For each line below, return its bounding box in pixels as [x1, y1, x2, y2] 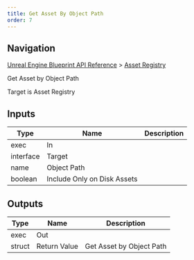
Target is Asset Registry [7, 88, 76, 96]
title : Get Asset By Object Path [7, 10, 104, 17]
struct [10, 241, 30, 251]
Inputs [7, 108, 36, 120]
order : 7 [7, 17, 33, 24]
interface [10, 152, 40, 161]
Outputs [7, 197, 44, 209]
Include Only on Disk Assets [46, 174, 138, 184]
